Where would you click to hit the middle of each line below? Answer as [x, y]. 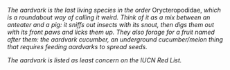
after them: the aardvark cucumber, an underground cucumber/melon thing [115, 40]
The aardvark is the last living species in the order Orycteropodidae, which [114, 10]
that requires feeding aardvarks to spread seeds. [77, 47]
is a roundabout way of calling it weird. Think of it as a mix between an [109, 17]
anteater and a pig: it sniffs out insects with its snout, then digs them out [111, 25]
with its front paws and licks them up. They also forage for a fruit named [111, 32]
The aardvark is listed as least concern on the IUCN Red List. [95, 60]
